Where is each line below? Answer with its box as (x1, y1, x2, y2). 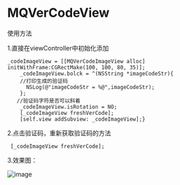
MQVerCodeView (7, 5, 110, 21)
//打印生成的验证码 (20, 77, 69, 85)
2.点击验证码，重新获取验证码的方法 (7, 128, 111, 137)
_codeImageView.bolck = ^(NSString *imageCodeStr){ (20, 70, 174, 77)
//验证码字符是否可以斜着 (16, 97, 81, 104)
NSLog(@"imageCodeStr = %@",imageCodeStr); (25, 83, 155, 90)
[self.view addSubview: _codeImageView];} (20, 116, 146, 123)
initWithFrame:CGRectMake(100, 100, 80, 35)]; (7, 64, 146, 71)
